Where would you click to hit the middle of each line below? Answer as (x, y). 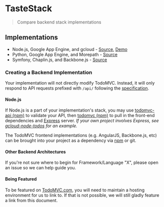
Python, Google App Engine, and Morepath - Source (65, 54)
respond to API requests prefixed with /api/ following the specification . (77, 88)
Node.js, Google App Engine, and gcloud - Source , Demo (70, 49)
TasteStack (29, 9)
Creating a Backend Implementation (49, 72)
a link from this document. (31, 200)
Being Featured (21, 179)
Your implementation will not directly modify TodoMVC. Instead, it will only (80, 83)
